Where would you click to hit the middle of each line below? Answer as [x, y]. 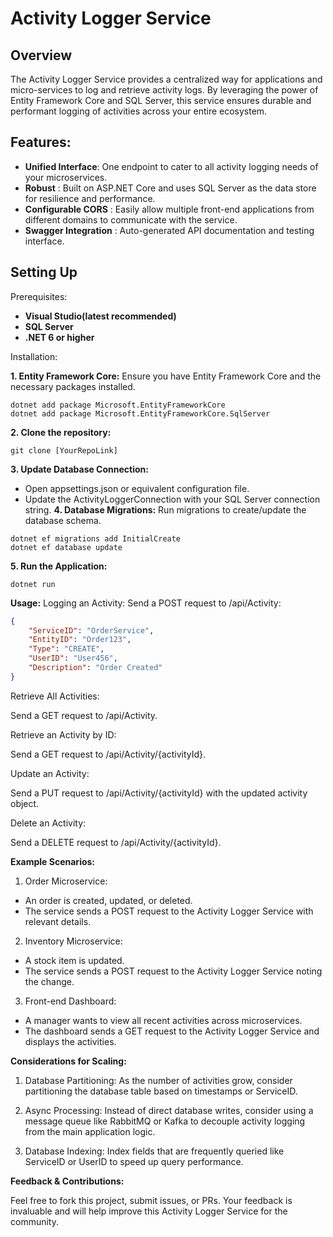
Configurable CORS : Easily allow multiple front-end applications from [169, 209]
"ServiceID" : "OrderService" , [91, 630]
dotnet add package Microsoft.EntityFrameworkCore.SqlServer [140, 413]
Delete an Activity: [48, 823]
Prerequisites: [39, 296]
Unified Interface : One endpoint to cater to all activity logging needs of [171, 166]
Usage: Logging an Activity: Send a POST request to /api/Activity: [146, 603]
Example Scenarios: [53, 861]
